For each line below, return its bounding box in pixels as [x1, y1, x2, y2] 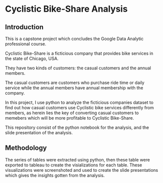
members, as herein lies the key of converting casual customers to [5, 110, 139, 116]
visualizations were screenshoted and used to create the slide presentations [5, 167, 159, 173]
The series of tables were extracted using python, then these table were [5, 157, 150, 163]
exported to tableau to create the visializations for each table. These [5, 162, 143, 168]
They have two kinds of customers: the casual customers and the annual [5, 65, 151, 71]
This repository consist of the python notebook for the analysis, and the [5, 124, 149, 130]
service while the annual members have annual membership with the [5, 85, 143, 91]
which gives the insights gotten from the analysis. [5, 172, 105, 178]
